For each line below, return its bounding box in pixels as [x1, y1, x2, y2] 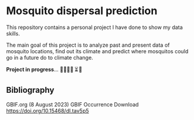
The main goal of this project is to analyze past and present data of [6, 41, 170, 48]
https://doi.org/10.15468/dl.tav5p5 [6, 107, 89, 114]
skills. [6, 30, 20, 37]
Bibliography [6, 85, 55, 95]
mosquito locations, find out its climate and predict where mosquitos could [6, 47, 189, 54]
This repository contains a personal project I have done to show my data [6, 24, 183, 31]
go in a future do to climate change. [6, 54, 94, 61]
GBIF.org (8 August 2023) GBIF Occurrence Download [6, 100, 139, 108]
